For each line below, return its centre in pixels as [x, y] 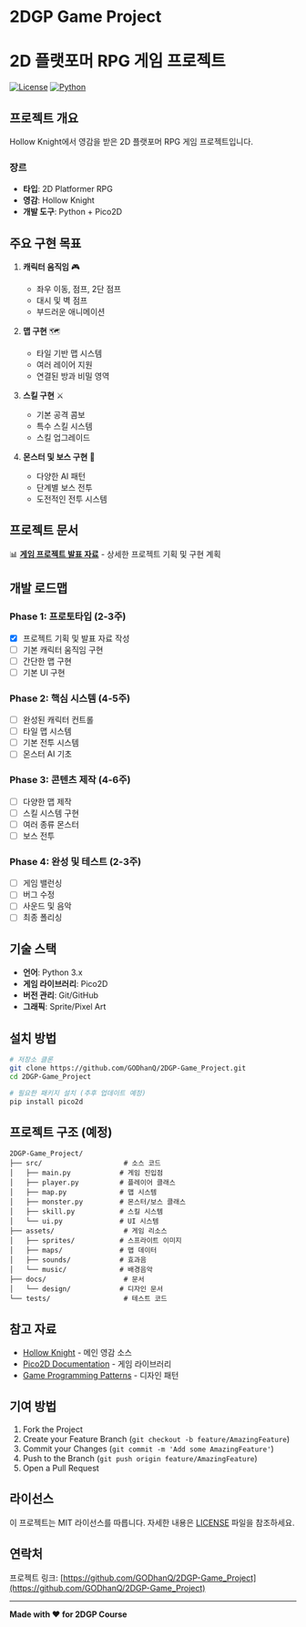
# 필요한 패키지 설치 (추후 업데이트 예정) [78, 1093]
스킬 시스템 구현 [51, 813]
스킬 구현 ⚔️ [43, 396]
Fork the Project [53, 1429]
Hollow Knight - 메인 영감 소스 [77, 1353]
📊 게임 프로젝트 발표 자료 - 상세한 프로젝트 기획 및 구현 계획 [115, 554]
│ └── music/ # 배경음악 [81, 1270]
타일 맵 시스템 [47, 731]
